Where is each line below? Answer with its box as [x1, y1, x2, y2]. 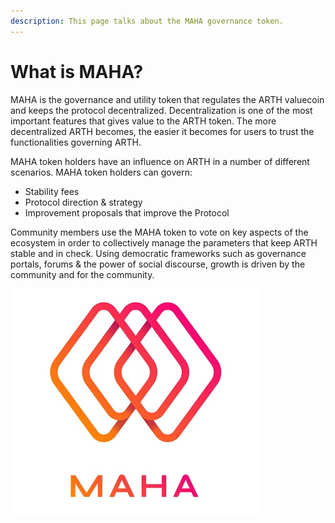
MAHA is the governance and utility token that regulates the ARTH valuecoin [10, 93, 325, 105]
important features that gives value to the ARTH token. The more [10, 115, 277, 127]
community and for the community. [10, 268, 155, 280]
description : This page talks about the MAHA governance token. [10, 16, 284, 26]
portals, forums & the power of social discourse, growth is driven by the [10, 258, 306, 270]
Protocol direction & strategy [24, 196, 143, 208]
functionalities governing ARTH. [10, 136, 142, 148]
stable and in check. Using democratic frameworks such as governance [10, 247, 307, 259]
